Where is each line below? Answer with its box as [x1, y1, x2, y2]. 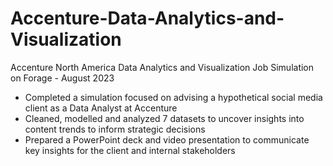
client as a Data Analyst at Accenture [24, 102, 178, 114]
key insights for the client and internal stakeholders [24, 144, 236, 156]
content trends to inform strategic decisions [24, 123, 206, 135]
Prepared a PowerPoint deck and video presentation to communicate [24, 133, 310, 146]
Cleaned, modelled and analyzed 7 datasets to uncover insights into [24, 112, 305, 124]
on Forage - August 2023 [10, 72, 115, 84]
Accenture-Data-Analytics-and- [10, 7, 285, 30]
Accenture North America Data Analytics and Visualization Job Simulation [10, 61, 315, 73]
